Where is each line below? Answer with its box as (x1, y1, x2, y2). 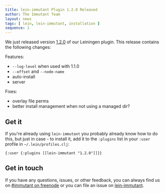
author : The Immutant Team (5, 12, 60, 17)
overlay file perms (12, 98, 49, 104)
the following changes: (5, 44, 52, 50)
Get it (5, 118, 22, 126)
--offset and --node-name (12, 68, 65, 74)
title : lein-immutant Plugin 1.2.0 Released (5, 7, 98, 12)
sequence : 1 (5, 26, 29, 31)
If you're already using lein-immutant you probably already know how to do (5, 130, 158, 136)
